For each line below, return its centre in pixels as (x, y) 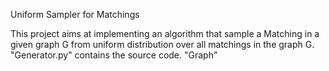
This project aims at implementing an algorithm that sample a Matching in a (165, 33)
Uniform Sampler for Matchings (75, 14)
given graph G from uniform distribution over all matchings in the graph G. (162, 44)
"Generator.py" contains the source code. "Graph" (114, 55)
